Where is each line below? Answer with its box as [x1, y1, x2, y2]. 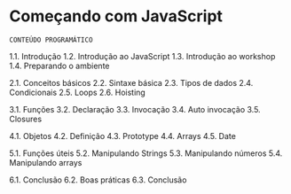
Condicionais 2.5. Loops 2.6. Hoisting [9, 87, 146, 97]
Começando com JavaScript [9, 6, 224, 27]
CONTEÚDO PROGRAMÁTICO [9, 35, 93, 44]
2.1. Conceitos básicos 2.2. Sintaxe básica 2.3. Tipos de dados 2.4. [9, 77, 254, 88]
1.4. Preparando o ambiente [9, 60, 110, 71]
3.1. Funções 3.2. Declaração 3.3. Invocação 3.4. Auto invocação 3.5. [9, 104, 261, 114]
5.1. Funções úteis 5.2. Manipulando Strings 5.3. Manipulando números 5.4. [9, 148, 283, 159]
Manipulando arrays [9, 157, 83, 167]
